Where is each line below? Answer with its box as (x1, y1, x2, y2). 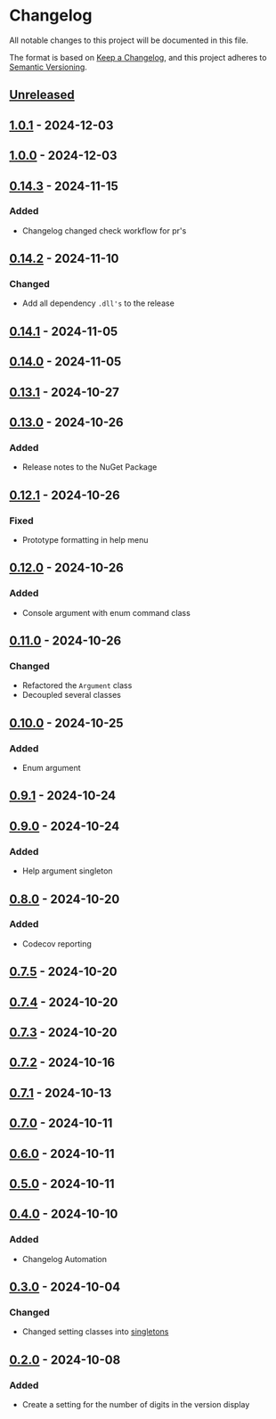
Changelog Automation (21, 1253, 108, 1264)
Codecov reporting (21, 938, 92, 949)
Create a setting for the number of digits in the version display (21, 1399, 250, 1410)
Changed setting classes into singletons (21, 1326, 169, 1337)
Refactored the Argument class (21, 680, 133, 691)
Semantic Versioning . (9, 62, 87, 72)
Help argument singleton (21, 865, 113, 876)
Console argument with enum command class (21, 607, 191, 618)
